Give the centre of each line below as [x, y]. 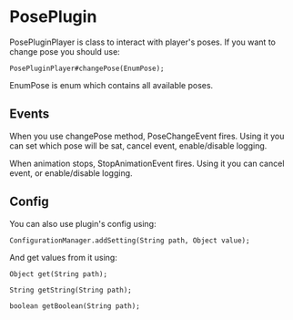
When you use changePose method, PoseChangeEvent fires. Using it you [147, 136]
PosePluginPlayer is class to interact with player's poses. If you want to [142, 42]
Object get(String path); [58, 274]
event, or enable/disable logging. [71, 173]
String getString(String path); [71, 290]
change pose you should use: [65, 51]
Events [30, 114]
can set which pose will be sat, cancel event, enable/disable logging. [138, 145]
